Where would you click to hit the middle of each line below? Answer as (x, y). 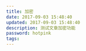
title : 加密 (20, 11)
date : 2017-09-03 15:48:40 (39, 17)
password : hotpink (29, 33)
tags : (13, 39)
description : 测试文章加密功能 (41, 28)
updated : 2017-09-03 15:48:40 (43, 22)
